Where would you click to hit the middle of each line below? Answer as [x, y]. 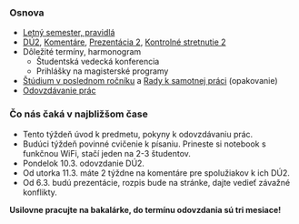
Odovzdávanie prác [59, 91]
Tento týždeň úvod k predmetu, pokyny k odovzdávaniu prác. [138, 134]
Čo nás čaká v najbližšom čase [79, 114]
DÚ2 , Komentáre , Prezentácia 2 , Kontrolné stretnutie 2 [124, 42]
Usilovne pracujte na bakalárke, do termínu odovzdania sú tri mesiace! [145, 209]
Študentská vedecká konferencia [98, 62]
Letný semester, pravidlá [69, 33]
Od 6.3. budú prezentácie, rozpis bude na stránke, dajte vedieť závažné [156, 182]
